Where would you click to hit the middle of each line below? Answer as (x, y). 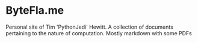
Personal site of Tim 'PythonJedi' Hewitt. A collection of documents (90, 27)
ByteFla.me (35, 10)
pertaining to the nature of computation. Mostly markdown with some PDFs (99, 33)
